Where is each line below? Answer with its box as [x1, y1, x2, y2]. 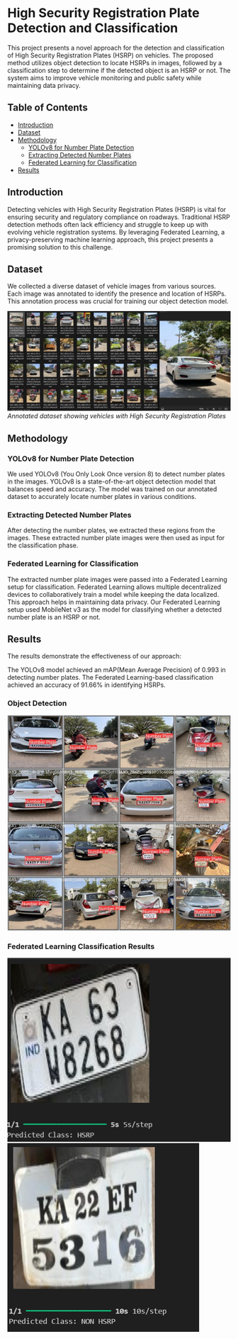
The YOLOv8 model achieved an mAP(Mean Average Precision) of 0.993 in [7, 666, 227, 674]
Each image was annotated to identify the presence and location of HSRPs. [7, 289, 227, 298]
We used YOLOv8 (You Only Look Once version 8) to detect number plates [7, 469, 225, 478]
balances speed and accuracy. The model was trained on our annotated [7, 484, 217, 493]
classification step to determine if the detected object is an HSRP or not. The [7, 66, 232, 74]
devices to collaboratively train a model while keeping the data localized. [7, 590, 220, 598]
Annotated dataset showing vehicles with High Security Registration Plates [7, 412, 227, 420]
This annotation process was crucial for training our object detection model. [7, 297, 229, 306]
